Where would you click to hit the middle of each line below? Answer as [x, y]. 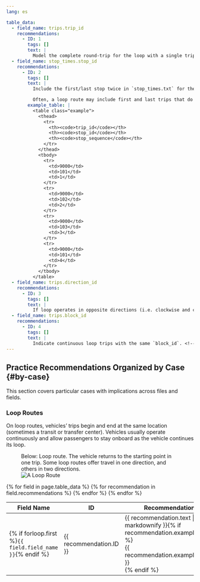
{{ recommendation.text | [160, 518]
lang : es [17, 12]
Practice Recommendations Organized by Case [96, 367]
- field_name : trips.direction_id [54, 282]
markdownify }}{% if [153, 525]
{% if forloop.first [33, 534]
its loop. [16, 445]
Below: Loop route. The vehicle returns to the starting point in [96, 456]
